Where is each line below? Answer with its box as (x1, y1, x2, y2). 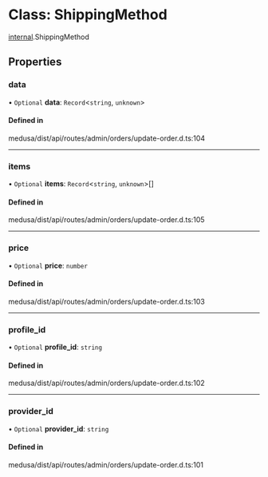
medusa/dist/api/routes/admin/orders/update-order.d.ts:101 (8, 459, 204, 469)
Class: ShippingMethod (8, 6, 167, 24)
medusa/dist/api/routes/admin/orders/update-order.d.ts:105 (8, 215, 205, 225)
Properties (8, 55, 62, 69)
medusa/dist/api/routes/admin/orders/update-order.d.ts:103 (8, 296, 206, 306)
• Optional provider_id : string (8, 423, 109, 433)
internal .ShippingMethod (8, 32, 89, 42)
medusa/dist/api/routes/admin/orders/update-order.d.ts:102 (8, 378, 205, 388)
